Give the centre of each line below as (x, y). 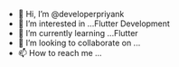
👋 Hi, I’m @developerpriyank (71, 14)
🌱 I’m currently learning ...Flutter (78, 33)
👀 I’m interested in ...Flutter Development (94, 24)
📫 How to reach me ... (60, 53)
